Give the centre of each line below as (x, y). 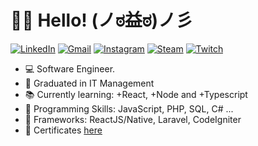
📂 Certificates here (63, 130)
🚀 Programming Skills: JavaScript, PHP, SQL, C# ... (129, 108)
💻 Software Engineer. (70, 68)
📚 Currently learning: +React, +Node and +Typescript (136, 94)
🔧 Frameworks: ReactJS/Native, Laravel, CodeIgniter (133, 119)
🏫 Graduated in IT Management (89, 83)
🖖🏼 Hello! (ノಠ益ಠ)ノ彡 (102, 20)
